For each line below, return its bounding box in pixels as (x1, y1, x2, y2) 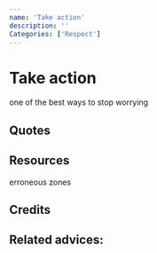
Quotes (9, 123, 51, 138)
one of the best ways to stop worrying (9, 97, 149, 107)
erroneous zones (9, 177, 72, 187)
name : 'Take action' (9, 12, 86, 22)
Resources (9, 153, 70, 169)
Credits (9, 202, 51, 217)
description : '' (9, 21, 69, 30)
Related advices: (9, 233, 104, 248)
